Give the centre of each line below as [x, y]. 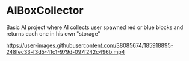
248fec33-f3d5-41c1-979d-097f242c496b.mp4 [66, 51]
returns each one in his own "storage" [53, 33]
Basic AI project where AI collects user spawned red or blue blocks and [95, 27]
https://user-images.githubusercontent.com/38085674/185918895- [90, 45]
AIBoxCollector [45, 11]
